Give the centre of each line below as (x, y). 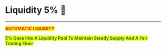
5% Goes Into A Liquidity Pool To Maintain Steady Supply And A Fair (76, 38)
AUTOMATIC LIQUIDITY (30, 28)
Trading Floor (19, 43)
